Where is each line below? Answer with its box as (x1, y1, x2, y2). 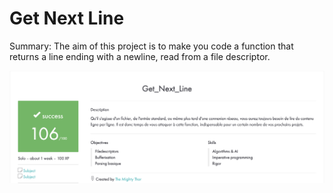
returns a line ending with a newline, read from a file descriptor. (9, 50, 271, 62)
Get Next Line (9, 7, 125, 30)
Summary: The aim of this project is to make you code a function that (9, 40, 294, 52)
